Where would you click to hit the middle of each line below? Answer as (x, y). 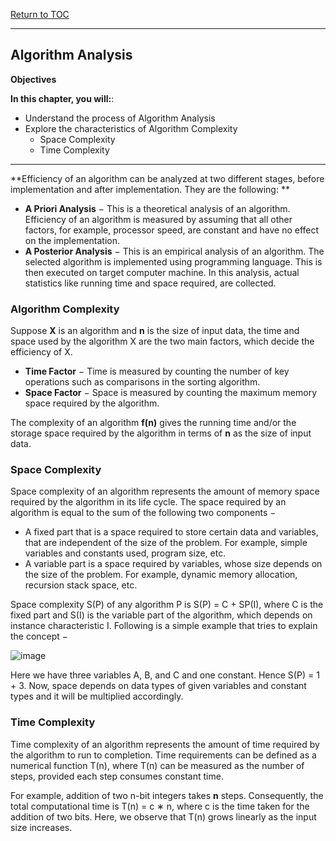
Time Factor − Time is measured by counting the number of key (157, 371)
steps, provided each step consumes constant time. (117, 776)
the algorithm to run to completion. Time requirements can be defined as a (163, 755)
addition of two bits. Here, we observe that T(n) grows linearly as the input (163, 816)
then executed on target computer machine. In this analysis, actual (162, 272)
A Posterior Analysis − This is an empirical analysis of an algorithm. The (174, 251)
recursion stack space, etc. (81, 585)
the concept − (39, 636)
